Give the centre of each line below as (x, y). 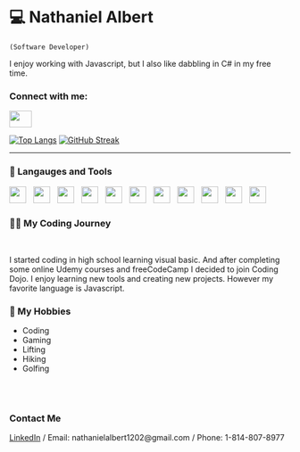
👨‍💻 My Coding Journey (60, 223)
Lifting (34, 349)
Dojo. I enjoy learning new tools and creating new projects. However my (142, 279)
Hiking (34, 359)
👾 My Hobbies (40, 311)
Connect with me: (49, 96)
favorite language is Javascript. (67, 288)
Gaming (37, 341)
